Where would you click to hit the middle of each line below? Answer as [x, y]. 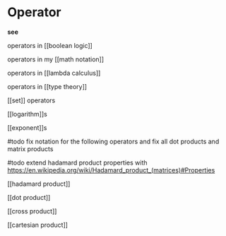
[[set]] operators [31, 100]
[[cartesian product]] [38, 225]
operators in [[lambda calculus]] [54, 73]
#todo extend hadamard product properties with [77, 163]
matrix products [30, 148]
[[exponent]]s [27, 127]
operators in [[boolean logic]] [50, 45]
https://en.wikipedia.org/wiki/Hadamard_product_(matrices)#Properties [111, 170]
